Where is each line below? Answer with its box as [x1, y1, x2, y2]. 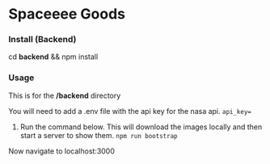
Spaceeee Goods [8, 5, 126, 23]
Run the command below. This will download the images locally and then [19, 122, 263, 132]
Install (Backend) [8, 34, 77, 45]
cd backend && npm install [8, 52, 99, 61]
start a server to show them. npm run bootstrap [19, 130, 178, 140]
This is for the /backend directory [8, 90, 121, 100]
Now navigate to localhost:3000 [8, 146, 116, 156]
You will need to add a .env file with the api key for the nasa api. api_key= [8, 106, 252, 116]
